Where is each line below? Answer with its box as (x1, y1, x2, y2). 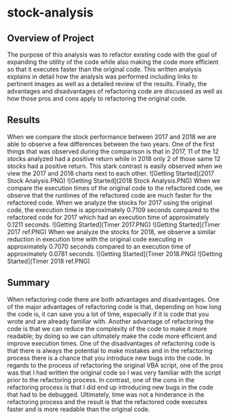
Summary (7, 277, 50, 288)
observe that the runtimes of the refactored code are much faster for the (7, 191, 212, 199)
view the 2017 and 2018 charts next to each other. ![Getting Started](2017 (7, 169, 215, 177)
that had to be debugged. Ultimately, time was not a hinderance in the (7, 390, 205, 399)
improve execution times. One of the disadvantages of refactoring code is (7, 339, 216, 347)
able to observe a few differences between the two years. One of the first (7, 140, 215, 148)
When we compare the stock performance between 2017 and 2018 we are (7, 132, 217, 140)
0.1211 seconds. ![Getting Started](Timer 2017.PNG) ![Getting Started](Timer (7, 220, 221, 229)
